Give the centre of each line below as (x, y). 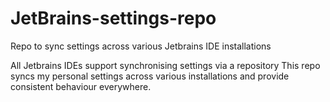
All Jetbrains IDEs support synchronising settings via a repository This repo (165, 65)
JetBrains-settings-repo (113, 18)
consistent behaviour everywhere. (81, 86)
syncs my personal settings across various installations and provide (150, 76)
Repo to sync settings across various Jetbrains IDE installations (141, 46)
